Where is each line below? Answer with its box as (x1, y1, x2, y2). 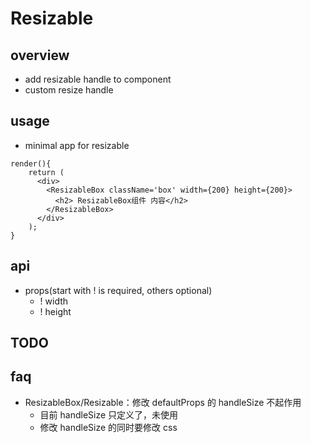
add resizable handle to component (24, 73, 172, 85)
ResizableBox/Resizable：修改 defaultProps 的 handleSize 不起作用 (24, 396, 302, 408)
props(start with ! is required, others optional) (24, 284, 213, 296)
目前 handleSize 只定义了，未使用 (39, 408, 179, 421)
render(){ (10, 158, 52, 169)
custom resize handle (24, 84, 114, 96)
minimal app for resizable (24, 139, 130, 151)
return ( (28, 167, 65, 177)
